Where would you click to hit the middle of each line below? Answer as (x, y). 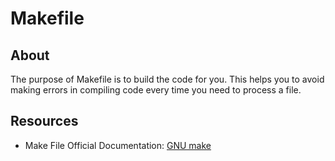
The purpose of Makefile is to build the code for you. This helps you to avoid (167, 79)
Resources (44, 121)
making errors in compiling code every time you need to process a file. (156, 90)
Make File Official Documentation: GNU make (118, 145)
